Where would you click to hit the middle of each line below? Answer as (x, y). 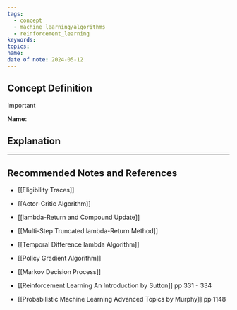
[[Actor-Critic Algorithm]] (54, 204)
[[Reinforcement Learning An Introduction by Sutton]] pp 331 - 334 (115, 285)
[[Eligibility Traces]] (46, 190)
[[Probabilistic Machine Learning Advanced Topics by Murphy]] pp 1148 (122, 299)
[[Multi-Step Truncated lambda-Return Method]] (88, 231)
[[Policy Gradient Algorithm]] (59, 259)
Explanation (34, 141)
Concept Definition (50, 88)
